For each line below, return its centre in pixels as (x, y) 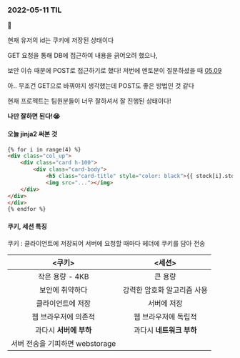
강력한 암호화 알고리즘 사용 (165, 290)
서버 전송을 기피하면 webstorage (64, 344)
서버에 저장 (165, 304)
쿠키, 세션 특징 (27, 226)
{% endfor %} (27, 209)
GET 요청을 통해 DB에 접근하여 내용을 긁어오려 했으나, (83, 56)
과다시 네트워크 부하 (165, 330)
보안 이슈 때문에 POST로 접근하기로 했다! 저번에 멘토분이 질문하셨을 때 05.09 (115, 71)
